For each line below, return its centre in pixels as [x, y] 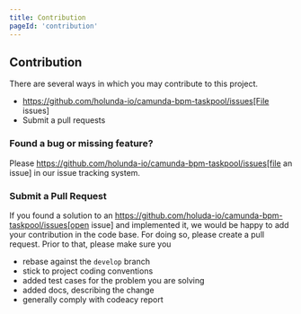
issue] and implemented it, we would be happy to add [190, 224]
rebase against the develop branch [86, 261]
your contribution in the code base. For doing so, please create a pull [137, 234]
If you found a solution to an [62, 215]
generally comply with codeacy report [93, 299]
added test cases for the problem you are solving [113, 280]
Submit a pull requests [64, 120]
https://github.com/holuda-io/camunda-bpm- [199, 215]
